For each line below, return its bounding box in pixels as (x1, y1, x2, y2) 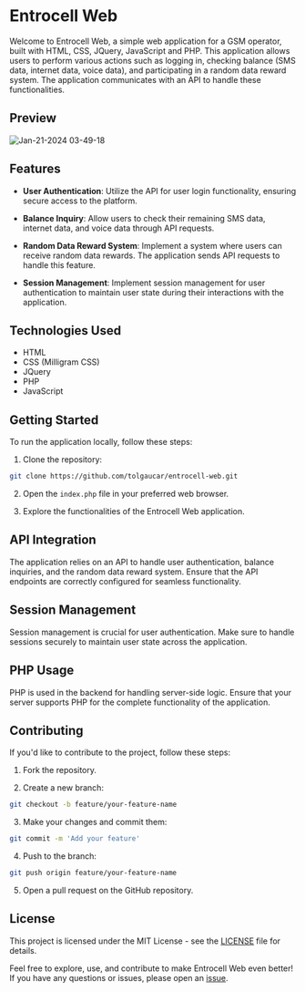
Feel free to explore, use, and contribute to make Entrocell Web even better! (9, 963, 294, 974)
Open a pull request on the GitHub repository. (22, 884, 194, 895)
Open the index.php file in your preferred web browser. (22, 489, 229, 500)
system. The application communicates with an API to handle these (9, 74, 261, 85)
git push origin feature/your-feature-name (9, 868, 178, 878)
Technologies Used (9, 323, 121, 338)
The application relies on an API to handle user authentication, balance (9, 556, 275, 567)
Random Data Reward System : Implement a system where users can (22, 240, 282, 251)
